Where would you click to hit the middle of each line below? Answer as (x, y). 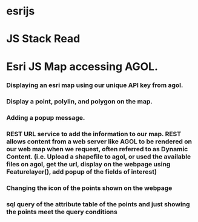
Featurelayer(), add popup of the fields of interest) (82, 172)
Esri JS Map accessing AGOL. (82, 66)
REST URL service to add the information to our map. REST (94, 134)
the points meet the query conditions (62, 212)
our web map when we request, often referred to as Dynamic (97, 149)
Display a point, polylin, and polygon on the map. (79, 102)
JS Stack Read (43, 39)
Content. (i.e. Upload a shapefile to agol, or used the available (99, 157)
